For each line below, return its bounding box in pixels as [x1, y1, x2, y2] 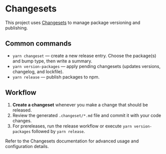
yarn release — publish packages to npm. [12, 73, 100, 80]
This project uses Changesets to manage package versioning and [5, 19, 140, 25]
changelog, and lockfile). [12, 68, 64, 74]
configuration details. [5, 143, 49, 149]
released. [12, 107, 32, 113]
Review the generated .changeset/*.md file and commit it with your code [12, 112, 161, 118]
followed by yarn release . [31, 128, 85, 134]
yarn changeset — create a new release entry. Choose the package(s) [12, 52, 156, 58]
